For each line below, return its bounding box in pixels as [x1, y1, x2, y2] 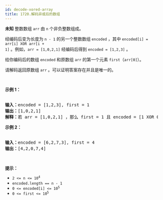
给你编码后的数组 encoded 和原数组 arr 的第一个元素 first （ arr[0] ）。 [5, 56, 144, 62]
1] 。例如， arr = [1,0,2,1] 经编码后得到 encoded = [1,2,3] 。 [5, 46, 131, 52]
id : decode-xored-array [5, 7, 53, 12]
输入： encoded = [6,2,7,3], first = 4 [5, 139, 95, 145]
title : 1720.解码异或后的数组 [5, 12, 61, 17]
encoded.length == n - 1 [12, 181, 63, 186]
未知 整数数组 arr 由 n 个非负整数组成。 [5, 25, 84, 32]
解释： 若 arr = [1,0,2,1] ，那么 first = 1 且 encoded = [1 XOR [5, 114, 154, 119]
